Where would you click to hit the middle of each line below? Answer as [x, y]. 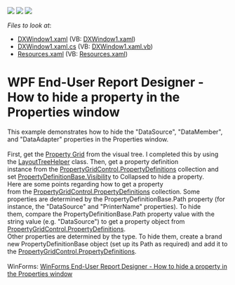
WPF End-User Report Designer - [106, 83]
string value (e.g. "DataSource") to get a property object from [96, 221]
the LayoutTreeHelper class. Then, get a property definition [93, 161]
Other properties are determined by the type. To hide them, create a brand [115, 236]
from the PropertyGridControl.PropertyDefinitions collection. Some [103, 191]
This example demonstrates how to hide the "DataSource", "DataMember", [115, 132]
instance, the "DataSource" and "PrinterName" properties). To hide [104, 206]
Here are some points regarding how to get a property [85, 184]
